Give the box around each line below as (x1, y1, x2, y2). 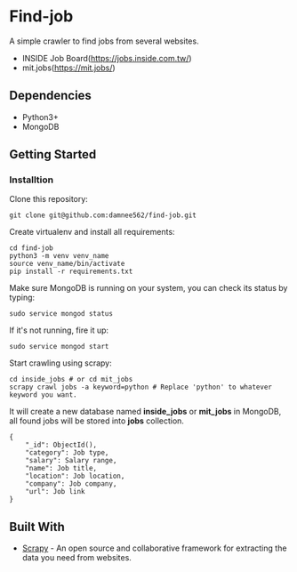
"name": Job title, (25, 464, 98, 473)
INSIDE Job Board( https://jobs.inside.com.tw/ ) (21, 52, 193, 63)
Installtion (9, 173, 54, 186)
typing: (9, 292, 36, 303)
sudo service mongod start (9, 342, 109, 351)
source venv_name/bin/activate (9, 260, 125, 269)
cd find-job (9, 244, 53, 253)
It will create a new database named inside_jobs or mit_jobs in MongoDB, (9, 407, 282, 417)
